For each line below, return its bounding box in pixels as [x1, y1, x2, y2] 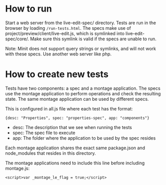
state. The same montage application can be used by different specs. [5, 96, 149, 102]
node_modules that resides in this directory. [5, 150, 96, 156]
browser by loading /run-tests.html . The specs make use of [5, 25, 131, 31]
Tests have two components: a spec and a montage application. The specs [5, 85, 161, 91]
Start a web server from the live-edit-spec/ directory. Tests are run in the [5, 20, 156, 26]
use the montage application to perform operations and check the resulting [5, 90, 161, 96]
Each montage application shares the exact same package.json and [5, 145, 145, 151]
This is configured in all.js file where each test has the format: [5, 105, 133, 111]
